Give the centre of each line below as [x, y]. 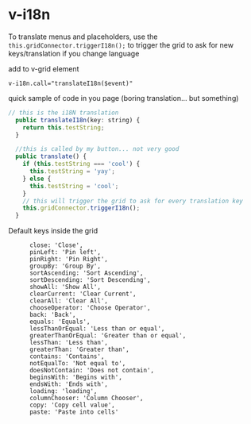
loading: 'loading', [63, 391]
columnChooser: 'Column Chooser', [87, 399]
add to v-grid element [44, 68]
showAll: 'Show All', [65, 287]
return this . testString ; [64, 127]
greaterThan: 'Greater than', [79, 350]
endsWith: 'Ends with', [69, 384]
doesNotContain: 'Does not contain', [92, 371]
